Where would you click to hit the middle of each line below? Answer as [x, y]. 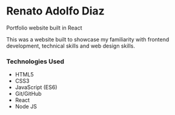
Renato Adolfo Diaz [55, 11]
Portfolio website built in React [45, 28]
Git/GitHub [28, 94]
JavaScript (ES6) [36, 87]
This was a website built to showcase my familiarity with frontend [88, 39]
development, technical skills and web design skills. [71, 46]
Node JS [26, 107]
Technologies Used [35, 61]
